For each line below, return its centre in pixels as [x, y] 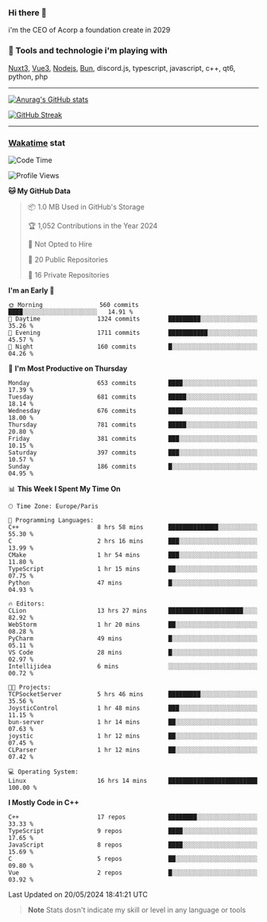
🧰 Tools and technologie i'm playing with [88, 51]
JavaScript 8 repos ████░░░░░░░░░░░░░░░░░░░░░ [133, 845]
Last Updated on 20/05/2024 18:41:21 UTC [78, 894]
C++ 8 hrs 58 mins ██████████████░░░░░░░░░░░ [133, 527]
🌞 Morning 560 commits [74, 305]
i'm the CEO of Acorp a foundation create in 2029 [89, 30]
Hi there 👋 [28, 13]
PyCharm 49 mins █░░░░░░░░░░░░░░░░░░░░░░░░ [133, 638]
